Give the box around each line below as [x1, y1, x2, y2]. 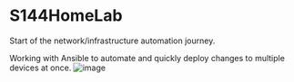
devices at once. [9, 62, 72, 73]
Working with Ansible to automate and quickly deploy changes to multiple [9, 52, 285, 63]
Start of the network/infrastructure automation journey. [9, 35, 216, 46]
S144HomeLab [9, 5, 123, 26]
